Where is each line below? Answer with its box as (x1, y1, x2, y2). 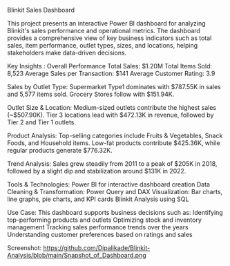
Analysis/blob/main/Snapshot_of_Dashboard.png (7, 251, 146, 259)
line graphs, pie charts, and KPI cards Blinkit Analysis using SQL (7, 195, 189, 203)
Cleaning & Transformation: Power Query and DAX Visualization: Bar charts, (7, 188, 223, 196)
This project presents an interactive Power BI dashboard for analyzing (7, 19, 206, 27)
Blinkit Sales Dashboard (7, 6, 75, 14)
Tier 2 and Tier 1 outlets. (7, 118, 77, 126)
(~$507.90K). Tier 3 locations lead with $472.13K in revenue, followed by (7, 111, 214, 119)
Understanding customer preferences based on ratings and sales (7, 231, 193, 238)
